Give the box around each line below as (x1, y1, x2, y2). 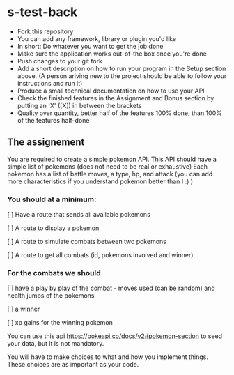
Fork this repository (17, 27, 74, 36)
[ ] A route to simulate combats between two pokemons (7, 238, 167, 246)
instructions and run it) (17, 79, 83, 87)
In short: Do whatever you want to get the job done (17, 42, 164, 50)
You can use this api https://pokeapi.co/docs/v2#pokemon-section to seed (7, 332, 223, 340)
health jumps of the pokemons (7, 291, 95, 300)
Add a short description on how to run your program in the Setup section (17, 64, 226, 72)
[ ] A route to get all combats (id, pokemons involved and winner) (7, 251, 194, 259)
